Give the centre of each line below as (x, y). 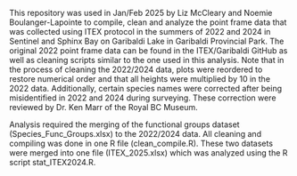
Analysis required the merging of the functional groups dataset (124, 124)
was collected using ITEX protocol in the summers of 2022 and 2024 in (140, 32)
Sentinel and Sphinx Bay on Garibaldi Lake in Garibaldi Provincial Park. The (147, 41)
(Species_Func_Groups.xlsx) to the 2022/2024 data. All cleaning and (135, 134)
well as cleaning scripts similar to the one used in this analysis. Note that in (147, 60)
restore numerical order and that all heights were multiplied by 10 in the (140, 79)
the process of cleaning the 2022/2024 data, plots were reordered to (136, 69)
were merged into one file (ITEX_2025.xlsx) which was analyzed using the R (148, 153)
